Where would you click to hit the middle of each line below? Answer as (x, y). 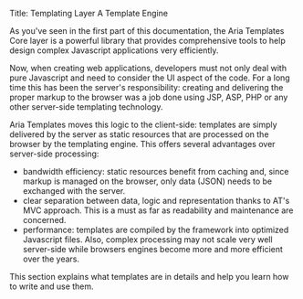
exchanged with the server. (74, 191)
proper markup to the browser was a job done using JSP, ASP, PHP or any (149, 97)
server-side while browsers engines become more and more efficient (152, 249)
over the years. (51, 259)
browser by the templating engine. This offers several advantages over (142, 144)
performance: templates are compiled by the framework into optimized (156, 230)
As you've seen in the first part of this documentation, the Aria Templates (147, 31)
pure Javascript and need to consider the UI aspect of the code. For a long (150, 78)
